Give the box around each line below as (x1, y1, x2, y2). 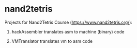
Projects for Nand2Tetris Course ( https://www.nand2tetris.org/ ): (4, 19, 133, 25)
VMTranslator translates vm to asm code (11, 38, 93, 44)
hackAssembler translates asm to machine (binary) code (11, 29, 124, 34)
